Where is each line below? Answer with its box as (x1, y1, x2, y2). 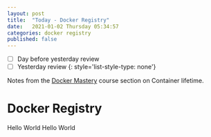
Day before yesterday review (17, 55, 100, 63)
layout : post (7, 10, 45, 17)
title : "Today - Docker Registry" (7, 17, 110, 24)
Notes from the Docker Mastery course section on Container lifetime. (7, 77, 204, 85)
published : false (7, 36, 57, 43)
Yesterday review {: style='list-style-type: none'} (17, 63, 156, 71)
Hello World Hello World (7, 124, 76, 132)
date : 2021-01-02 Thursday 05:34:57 (7, 23, 119, 30)
